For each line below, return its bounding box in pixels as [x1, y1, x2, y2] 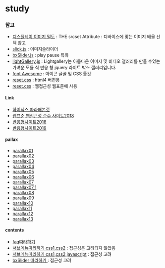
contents [5, 227, 24, 233]
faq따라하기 [12, 239, 36, 245]
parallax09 [12, 195, 35, 201]
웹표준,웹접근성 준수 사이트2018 [12, 112, 74, 119]
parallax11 [12, 205, 33, 211]
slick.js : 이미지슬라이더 [12, 46, 58, 52]
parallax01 [12, 147, 34, 153]
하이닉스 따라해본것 [12, 106, 50, 112]
